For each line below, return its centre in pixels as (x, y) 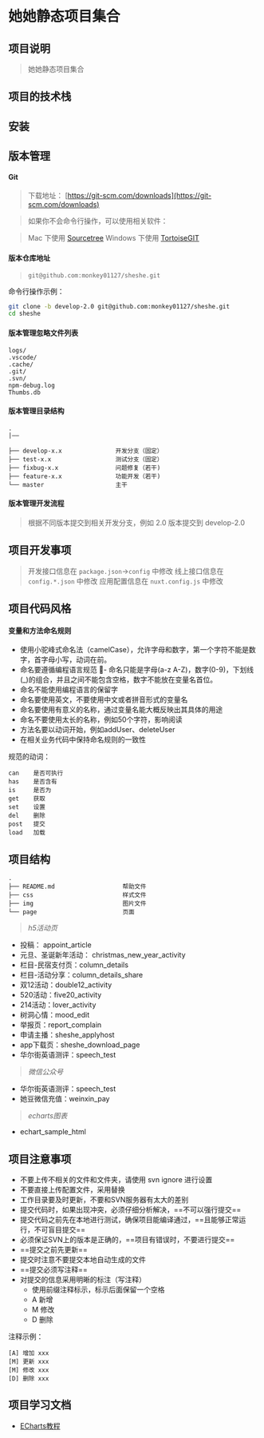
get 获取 (27, 799)
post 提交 (27, 824)
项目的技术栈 (40, 97)
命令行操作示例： (36, 291)
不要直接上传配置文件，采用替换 (72, 1189)
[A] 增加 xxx (29, 1353)
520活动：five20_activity (61, 995)
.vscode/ (23, 357)
